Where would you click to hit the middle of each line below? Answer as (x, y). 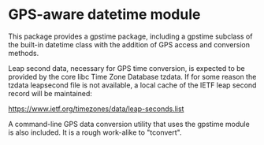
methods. (24, 53)
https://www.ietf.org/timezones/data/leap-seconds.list (96, 109)
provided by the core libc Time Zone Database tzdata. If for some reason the (132, 76)
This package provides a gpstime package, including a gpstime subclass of (130, 36)
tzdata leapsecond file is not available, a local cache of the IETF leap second (132, 85)
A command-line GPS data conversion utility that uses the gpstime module (129, 124)
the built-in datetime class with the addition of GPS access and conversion (129, 44)
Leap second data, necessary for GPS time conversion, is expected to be (127, 68)
